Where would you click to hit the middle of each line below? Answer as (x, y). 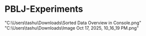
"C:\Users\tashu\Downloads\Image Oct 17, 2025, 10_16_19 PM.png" (72, 28)
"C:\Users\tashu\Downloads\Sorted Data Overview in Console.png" (73, 23)
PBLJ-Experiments (44, 9)
